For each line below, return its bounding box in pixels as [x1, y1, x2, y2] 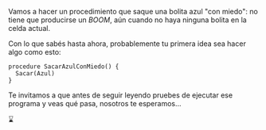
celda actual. [8, 24, 50, 32]
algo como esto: [8, 48, 61, 56]
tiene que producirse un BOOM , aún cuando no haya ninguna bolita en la [8, 15, 247, 25]
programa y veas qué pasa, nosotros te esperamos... [8, 99, 182, 108]
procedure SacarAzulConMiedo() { [8, 63, 119, 71]
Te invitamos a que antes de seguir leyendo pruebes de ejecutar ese [8, 90, 233, 100]
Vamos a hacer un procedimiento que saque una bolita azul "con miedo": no [8, 7, 259, 16]
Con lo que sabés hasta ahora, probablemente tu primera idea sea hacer [8, 39, 247, 48]
